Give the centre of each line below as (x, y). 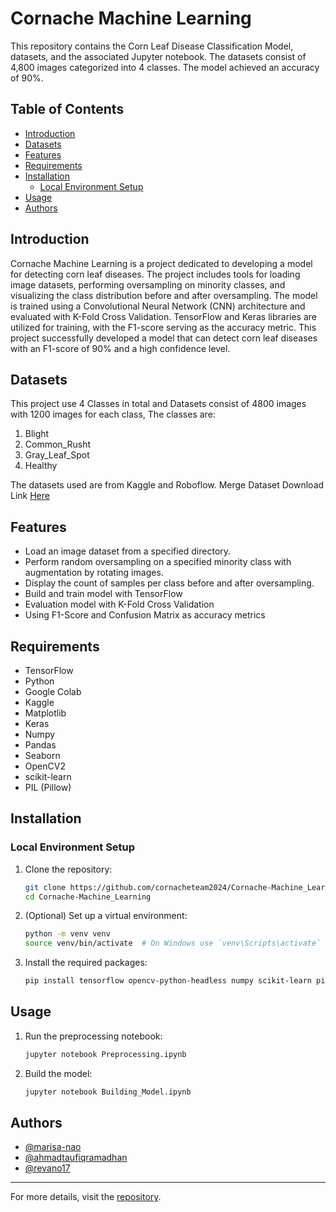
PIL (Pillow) (48, 787)
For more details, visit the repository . (86, 1197)
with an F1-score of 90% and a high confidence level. (120, 348)
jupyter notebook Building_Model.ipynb (108, 1092)
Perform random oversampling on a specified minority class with (158, 562)
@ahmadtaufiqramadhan (76, 1158)
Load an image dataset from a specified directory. (128, 551)
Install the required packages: (86, 963)
